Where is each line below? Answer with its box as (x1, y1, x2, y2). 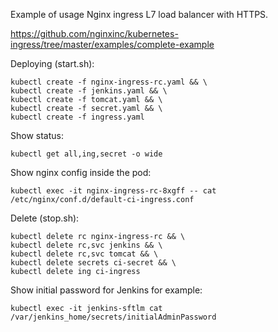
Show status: (10, 130, 64, 141)
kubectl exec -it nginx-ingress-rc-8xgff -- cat (10, 186, 217, 196)
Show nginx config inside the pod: (10, 167, 152, 178)
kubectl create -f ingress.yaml (10, 112, 145, 122)
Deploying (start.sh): (10, 58, 95, 69)
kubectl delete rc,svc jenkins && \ (10, 240, 163, 250)
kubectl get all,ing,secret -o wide (10, 149, 163, 159)
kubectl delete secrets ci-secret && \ (10, 258, 177, 268)
